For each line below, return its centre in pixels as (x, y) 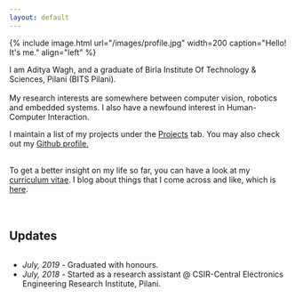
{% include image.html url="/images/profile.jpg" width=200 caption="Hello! (148, 43)
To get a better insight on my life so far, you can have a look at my (130, 170)
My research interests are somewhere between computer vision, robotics (144, 98)
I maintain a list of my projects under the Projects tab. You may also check (144, 133)
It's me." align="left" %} (53, 52)
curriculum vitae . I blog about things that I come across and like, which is (143, 180)
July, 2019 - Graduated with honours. (90, 265)
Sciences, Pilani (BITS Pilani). (63, 79)
